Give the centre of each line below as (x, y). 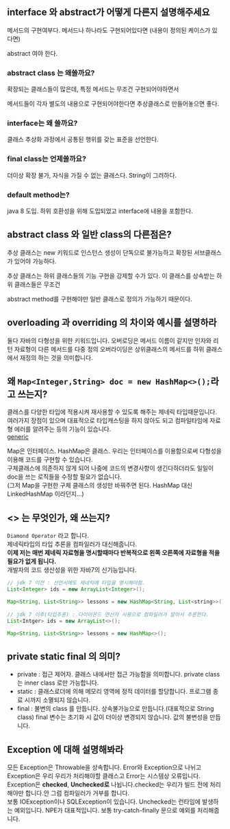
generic (18, 437)
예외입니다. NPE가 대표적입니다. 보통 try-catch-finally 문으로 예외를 (105, 810)
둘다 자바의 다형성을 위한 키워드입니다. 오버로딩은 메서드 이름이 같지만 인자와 (110, 340)
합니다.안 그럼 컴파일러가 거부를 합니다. (77, 793)
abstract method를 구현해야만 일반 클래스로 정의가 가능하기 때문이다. (100, 299)
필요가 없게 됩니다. (32, 561)
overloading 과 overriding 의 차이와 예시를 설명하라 (112, 322)
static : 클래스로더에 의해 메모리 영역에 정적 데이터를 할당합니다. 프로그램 (114, 692)
